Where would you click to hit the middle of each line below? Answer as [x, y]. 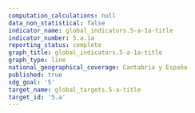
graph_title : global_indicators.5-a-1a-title [85, 53]
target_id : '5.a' [37, 97]
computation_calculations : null [62, 16]
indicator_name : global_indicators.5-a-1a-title [91, 30]
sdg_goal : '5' [32, 82]
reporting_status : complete [55, 45]
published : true [35, 75]
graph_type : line [37, 60]
